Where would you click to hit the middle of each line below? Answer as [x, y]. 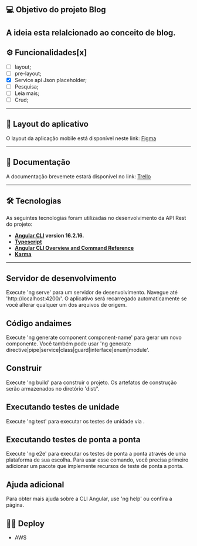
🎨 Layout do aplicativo [47, 124]
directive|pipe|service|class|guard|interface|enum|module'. [78, 350]
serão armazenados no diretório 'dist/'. [53, 388]
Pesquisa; [26, 86]
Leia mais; [27, 93]
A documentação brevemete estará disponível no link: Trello [79, 176]
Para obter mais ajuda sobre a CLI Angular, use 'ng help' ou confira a [89, 499]
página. [15, 505]
